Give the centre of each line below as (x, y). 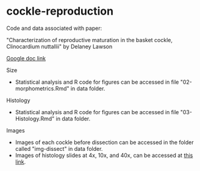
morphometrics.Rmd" (42, 88)
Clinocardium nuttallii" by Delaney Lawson (59, 46)
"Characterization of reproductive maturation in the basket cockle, (89, 40)
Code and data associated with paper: (54, 28)
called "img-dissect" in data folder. (59, 148)
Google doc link (26, 58)
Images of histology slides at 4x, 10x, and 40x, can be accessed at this (104, 155)
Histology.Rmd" (35, 118)
